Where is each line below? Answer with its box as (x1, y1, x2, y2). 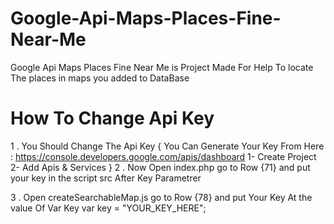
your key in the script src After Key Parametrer (10, 172, 202, 184)
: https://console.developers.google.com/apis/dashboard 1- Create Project (10, 150, 317, 162)
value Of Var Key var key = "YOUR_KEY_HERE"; (10, 202, 207, 214)
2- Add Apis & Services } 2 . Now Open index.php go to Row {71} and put (10, 161, 311, 173)
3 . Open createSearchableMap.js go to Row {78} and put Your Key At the (10, 191, 313, 203)
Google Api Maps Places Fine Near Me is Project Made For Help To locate (10, 61, 314, 73)
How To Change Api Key (10, 107, 215, 130)
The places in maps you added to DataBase (10, 72, 190, 84)
